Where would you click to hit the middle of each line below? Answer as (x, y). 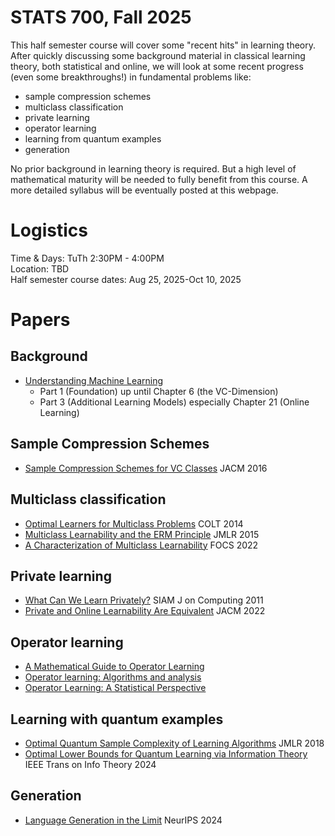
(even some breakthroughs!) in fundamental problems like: (131, 77)
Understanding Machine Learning (94, 380)
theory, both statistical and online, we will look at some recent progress (157, 66)
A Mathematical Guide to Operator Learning (114, 667)
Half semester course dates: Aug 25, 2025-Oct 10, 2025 (126, 279)
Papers (40, 320)
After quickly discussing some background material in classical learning (158, 55)
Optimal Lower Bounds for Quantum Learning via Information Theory (166, 753)
